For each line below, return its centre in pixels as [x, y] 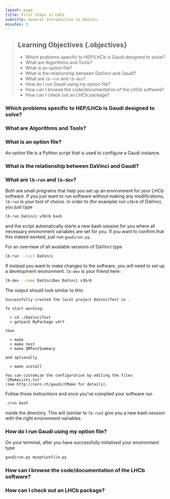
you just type [19, 207]
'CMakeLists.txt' [24, 380]
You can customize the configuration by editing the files [69, 376]
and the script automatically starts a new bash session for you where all [80, 226]
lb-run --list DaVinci [29, 256]
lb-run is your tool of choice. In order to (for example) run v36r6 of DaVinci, [84, 202]
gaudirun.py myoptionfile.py [36, 457]
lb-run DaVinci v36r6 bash [34, 216]
